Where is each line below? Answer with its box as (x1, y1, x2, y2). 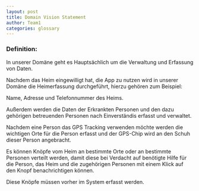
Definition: (6, 45, 37, 54)
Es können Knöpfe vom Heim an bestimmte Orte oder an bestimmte (6, 148, 171, 155)
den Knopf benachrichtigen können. (6, 167, 94, 174)
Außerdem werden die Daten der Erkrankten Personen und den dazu (6, 105, 174, 113)
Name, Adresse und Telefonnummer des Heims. (6, 94, 124, 101)
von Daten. (6, 65, 33, 72)
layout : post (6, 8, 39, 15)
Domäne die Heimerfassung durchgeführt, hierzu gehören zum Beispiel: (6, 83, 183, 90)
